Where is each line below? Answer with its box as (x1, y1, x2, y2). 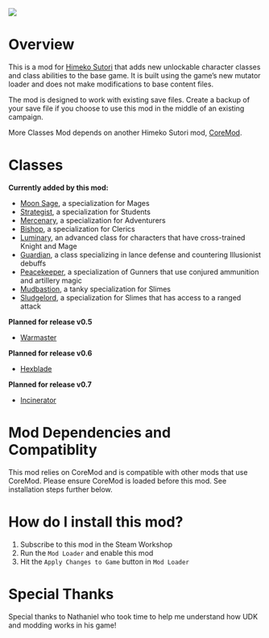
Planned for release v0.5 (8, 317, 93, 326)
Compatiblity (8, 441, 98, 460)
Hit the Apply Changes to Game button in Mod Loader (19, 556, 190, 566)
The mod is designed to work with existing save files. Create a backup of (8, 94, 250, 104)
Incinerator (19, 395, 56, 405)
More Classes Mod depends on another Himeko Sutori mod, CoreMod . (8, 128, 242, 137)
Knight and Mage (19, 241, 78, 250)
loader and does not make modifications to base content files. (8, 79, 214, 89)
